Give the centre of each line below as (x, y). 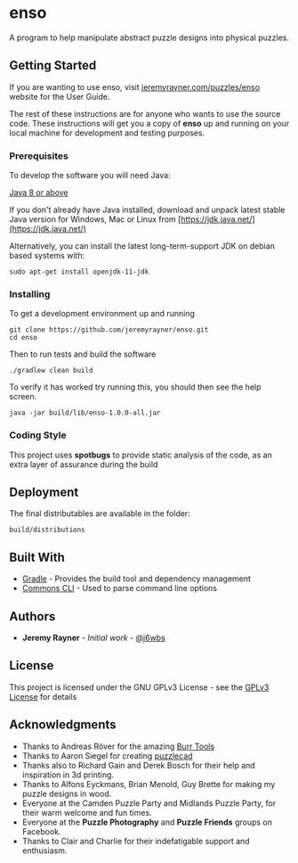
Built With (37, 557)
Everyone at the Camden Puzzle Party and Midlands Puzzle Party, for (149, 803)
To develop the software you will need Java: (90, 176)
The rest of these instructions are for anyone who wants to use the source (145, 113)
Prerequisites (39, 156)
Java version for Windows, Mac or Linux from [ (95, 219)
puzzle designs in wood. (67, 793)
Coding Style (38, 435)
